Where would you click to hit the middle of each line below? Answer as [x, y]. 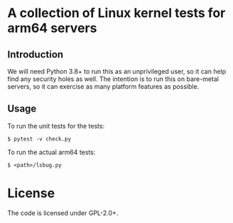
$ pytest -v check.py [39, 139]
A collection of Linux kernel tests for [116, 13]
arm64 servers [52, 28]
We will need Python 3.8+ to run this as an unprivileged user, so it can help [117, 71]
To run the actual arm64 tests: [52, 152]
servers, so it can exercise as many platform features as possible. [103, 86]
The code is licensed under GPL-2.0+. [63, 213]
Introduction [36, 54]
